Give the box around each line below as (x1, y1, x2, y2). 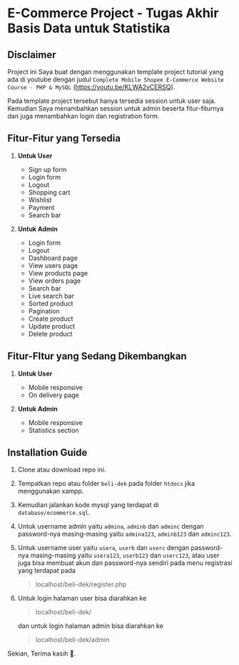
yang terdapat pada (17, 566, 76, 575)
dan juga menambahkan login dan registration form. (7, 112, 160, 120)
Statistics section (28, 426, 79, 434)
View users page (28, 261, 78, 269)
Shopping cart (28, 188, 71, 196)
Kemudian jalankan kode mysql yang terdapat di (17, 501, 159, 509)
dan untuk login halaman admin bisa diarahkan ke (17, 621, 164, 630)
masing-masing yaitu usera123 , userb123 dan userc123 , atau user (30, 551, 220, 560)
